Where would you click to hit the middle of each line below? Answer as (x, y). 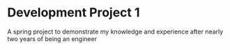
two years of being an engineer (52, 38)
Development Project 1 (74, 13)
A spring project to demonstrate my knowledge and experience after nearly (115, 32)
